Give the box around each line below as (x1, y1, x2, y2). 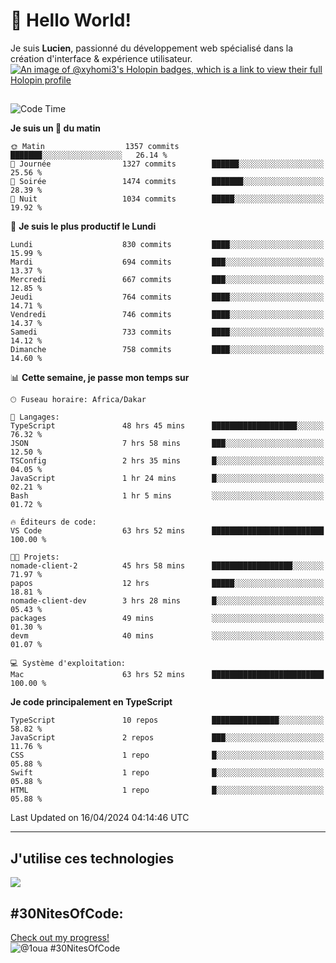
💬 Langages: (10, 412, 60, 423)
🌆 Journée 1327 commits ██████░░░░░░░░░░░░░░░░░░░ (10, 159, 325, 169)
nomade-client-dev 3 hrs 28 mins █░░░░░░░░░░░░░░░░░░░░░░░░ (10, 596, 325, 606)
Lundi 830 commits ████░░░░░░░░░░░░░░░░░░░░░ (10, 240, 325, 250)
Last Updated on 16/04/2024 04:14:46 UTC (10, 812, 190, 824)
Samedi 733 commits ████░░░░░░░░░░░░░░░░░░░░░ (10, 327, 325, 338)
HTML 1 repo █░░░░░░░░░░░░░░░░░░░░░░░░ (10, 785, 325, 796)
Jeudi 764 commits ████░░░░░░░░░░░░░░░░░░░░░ (10, 292, 325, 303)
